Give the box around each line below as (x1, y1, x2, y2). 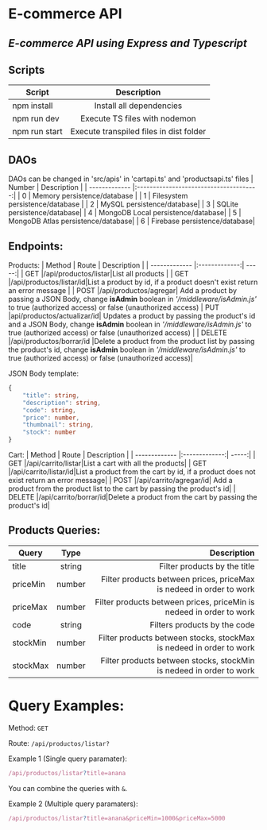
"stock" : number (22, 428, 77, 437)
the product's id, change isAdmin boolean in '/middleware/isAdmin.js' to (8, 345, 246, 354)
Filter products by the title (158, 561, 255, 572)
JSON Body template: (8, 369, 79, 378)
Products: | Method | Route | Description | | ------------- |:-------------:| (8, 261, 245, 270)
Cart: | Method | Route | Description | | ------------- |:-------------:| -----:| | (8, 450, 256, 460)
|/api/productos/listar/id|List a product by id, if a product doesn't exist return (8, 277, 258, 287)
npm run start (12, 126, 64, 137)
